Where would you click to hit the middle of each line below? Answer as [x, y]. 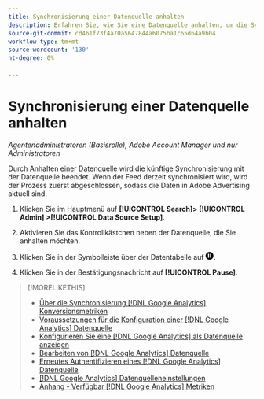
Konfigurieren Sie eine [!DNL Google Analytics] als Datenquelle [141, 336]
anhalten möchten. [50, 241]
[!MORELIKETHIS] [56, 287]
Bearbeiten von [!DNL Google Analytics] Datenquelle [124, 353]
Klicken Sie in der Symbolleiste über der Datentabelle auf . [117, 257]
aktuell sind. [27, 194]
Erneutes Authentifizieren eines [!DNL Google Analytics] [130, 361]
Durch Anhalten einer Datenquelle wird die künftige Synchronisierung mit [126, 168]
